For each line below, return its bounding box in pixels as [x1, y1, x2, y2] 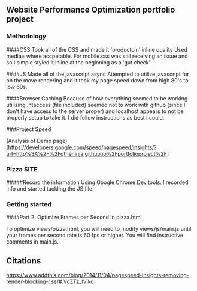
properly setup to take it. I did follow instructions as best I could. [6, 114, 165, 121]
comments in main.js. [6, 238, 59, 245]
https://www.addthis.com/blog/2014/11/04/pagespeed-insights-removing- [6, 272, 190, 279]
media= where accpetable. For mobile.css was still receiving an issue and [6, 52, 188, 60]
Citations [6, 256, 41, 266]
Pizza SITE [6, 165, 38, 173]
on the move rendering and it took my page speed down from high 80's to [6, 76, 189, 84]
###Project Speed [6, 126, 51, 133]
